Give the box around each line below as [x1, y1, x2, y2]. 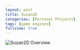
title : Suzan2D [5, 12, 37, 17]
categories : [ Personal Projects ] [5, 16, 76, 21]
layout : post [5, 7, 33, 12]
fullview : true [5, 26, 37, 31]
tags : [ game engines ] [5, 21, 51, 26]
